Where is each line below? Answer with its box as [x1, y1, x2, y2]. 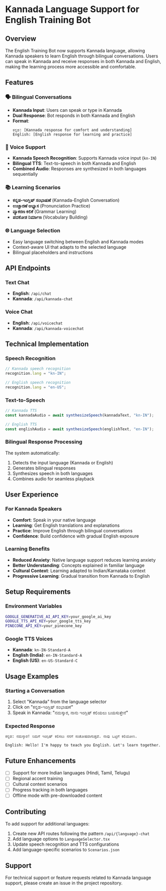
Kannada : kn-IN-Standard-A [12, 647, 71, 653]
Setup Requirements [5, 588, 71, 596]
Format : [12, 117, 30, 124]
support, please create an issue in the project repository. [5, 880, 123, 886]
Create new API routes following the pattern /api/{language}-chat [12, 831, 150, 837]
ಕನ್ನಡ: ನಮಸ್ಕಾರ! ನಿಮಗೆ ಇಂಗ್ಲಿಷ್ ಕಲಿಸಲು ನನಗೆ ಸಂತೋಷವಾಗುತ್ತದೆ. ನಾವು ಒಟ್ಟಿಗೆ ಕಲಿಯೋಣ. [5, 734, 137, 739]
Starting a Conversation [5, 687, 65, 694]
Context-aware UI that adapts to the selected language [12, 244, 127, 250]
